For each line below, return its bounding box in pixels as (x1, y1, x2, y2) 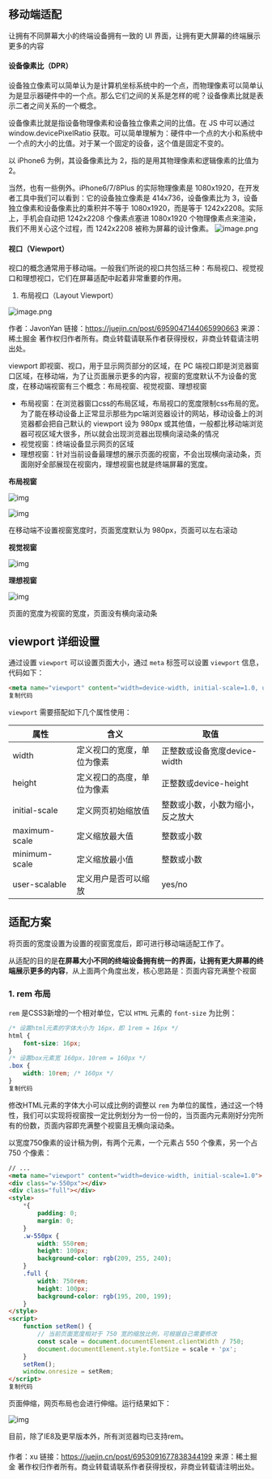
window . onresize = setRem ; (23, 1368, 114, 1376)
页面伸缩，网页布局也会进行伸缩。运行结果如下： (8, 1399, 172, 1408)
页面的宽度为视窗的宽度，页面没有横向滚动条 (8, 608, 158, 618)
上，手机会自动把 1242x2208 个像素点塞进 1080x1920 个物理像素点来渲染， (8, 213, 261, 223)
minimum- (12, 848, 53, 859)
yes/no (161, 879, 188, 890)
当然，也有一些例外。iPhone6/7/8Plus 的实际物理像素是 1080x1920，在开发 (8, 183, 261, 193)
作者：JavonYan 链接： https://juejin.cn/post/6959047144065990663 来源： (8, 324, 263, 333)
